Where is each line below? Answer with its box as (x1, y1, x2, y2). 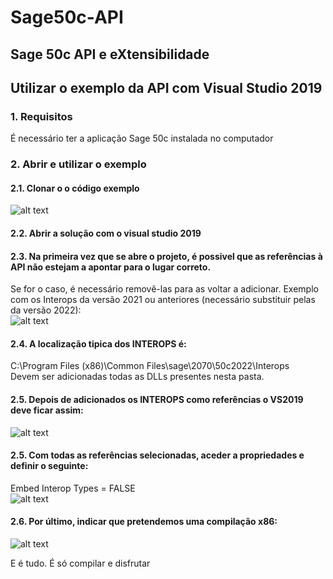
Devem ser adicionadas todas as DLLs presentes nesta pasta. (10, 371, 265, 383)
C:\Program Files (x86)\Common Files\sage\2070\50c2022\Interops (10, 360, 290, 372)
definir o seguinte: (10, 460, 89, 472)
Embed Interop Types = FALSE (10, 482, 136, 494)
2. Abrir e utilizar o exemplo (10, 157, 147, 171)
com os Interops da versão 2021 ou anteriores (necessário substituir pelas (10, 294, 316, 306)
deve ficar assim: (10, 404, 84, 416)
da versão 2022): (10, 304, 82, 316)
